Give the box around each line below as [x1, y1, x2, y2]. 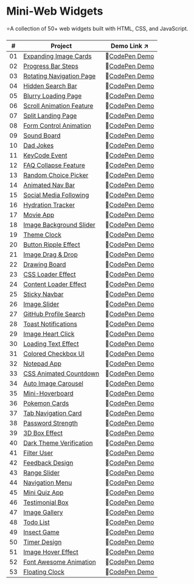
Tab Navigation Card [23, 409, 82, 417]
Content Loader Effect [23, 279, 87, 288]
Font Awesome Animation [23, 557, 96, 566]
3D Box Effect [23, 428, 63, 437]
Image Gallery [23, 508, 63, 516]
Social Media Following [23, 190, 89, 199]
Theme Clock [23, 230, 62, 239]
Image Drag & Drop [23, 250, 78, 259]
